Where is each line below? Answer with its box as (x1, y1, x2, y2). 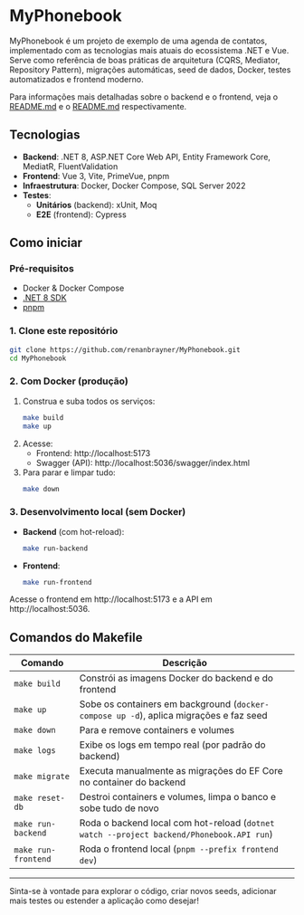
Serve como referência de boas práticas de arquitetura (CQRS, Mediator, (9, 54, 280, 65)
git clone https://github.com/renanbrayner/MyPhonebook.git (9, 345, 242, 354)
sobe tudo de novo (79, 802, 160, 815)
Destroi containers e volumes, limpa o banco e (79, 791, 277, 804)
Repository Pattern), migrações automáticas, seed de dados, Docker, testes (9, 64, 291, 75)
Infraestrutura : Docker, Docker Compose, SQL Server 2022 (22, 180, 246, 191)
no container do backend (79, 776, 186, 788)
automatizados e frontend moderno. (9, 73, 144, 84)
